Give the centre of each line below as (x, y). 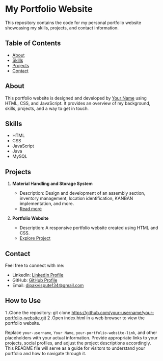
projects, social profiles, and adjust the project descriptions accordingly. (78, 343)
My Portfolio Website (49, 9)
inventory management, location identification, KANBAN (76, 198)
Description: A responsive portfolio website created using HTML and (89, 228)
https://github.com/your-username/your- (113, 312)
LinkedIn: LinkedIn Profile (38, 275)
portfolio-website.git (26, 318)
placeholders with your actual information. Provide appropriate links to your (81, 337)
